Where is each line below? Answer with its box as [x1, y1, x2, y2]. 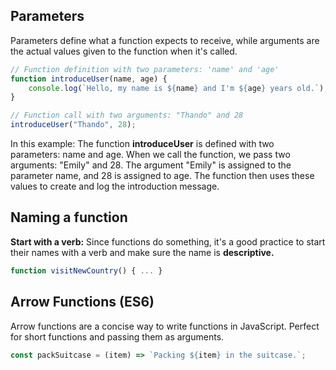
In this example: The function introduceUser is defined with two [10, 138, 275, 150]
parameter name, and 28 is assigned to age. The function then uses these [10, 170, 315, 182]
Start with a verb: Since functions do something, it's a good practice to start [10, 235, 326, 248]
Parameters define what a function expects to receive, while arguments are [10, 34, 320, 46]
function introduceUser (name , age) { [10, 74, 168, 84]
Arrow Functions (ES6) [10, 294, 155, 311]
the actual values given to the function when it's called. [10, 45, 238, 57]
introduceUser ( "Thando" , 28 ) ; [10, 120, 137, 130]
